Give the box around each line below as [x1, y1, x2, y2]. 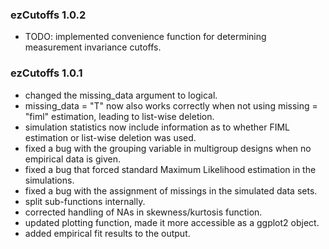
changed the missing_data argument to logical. [24, 89, 218, 101]
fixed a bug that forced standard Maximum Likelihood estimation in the [24, 163, 317, 175]
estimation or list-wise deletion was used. [24, 131, 197, 143]
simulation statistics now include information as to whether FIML [24, 121, 291, 133]
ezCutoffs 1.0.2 [10, 8, 87, 22]
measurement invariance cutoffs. [24, 41, 162, 53]
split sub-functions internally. [24, 195, 146, 207]
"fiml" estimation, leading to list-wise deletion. [24, 110, 215, 122]
